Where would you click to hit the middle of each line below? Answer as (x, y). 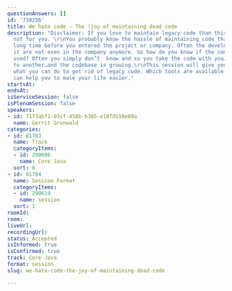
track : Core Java (32, 258)
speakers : (21, 110)
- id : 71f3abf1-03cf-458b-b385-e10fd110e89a (72, 116)
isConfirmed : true (33, 252)
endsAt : (18, 91)
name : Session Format (45, 180)
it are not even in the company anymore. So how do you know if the (114, 53)
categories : (24, 129)
